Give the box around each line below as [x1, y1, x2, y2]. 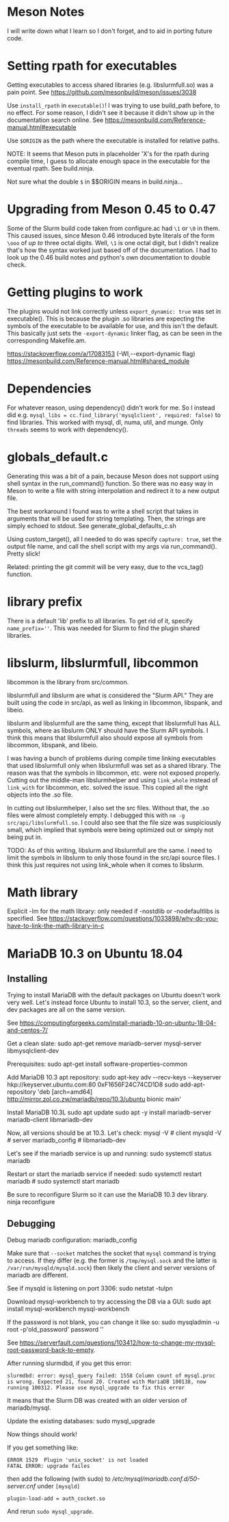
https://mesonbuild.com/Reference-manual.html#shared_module [7, 357, 190, 365]
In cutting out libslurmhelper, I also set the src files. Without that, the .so [7, 803, 210, 812]
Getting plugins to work [7, 285, 144, 300]
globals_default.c [7, 449, 108, 464]
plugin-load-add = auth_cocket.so [7, 1495, 106, 1502]
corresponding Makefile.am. [7, 336, 87, 345]
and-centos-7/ [7, 1026, 48, 1034]
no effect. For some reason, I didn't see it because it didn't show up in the [7, 108, 215, 116]
